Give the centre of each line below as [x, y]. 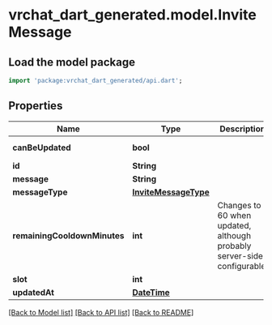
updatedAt [34, 292]
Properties [36, 106]
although [234, 235]
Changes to [239, 205]
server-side [240, 255]
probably [234, 246]
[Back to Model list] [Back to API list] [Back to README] [101, 312]
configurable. [243, 266]
